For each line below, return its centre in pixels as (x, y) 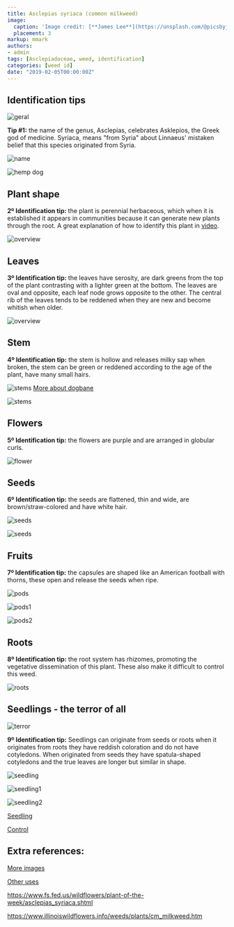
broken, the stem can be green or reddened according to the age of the (110, 367)
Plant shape (34, 194)
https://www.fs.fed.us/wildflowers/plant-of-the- (76, 895)
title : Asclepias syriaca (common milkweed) (73, 14)
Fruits (20, 555)
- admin (18, 53)
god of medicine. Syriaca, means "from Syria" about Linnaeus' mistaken (111, 138)
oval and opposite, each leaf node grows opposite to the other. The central (114, 293)
